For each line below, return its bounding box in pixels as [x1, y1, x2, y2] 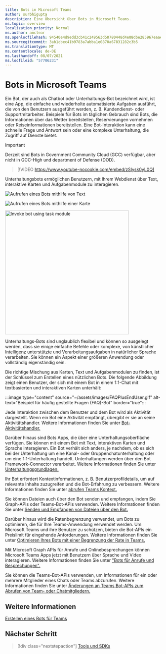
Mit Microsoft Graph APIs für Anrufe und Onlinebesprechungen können [5, 547, 150, 553]
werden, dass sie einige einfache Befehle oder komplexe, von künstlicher [5, 344, 154, 350]
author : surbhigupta [5, 12, 48, 17]
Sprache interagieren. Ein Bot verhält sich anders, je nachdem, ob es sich [5, 445, 155, 451]
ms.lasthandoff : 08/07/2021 [5, 53, 63, 58]
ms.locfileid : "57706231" [5, 58, 58, 63]
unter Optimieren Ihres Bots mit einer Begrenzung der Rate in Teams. [5, 537, 145, 543]
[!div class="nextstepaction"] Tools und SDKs [17, 643, 111, 649]
